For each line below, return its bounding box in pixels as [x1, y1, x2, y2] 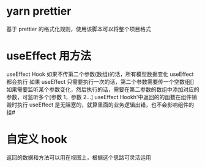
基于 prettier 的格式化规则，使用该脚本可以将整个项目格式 [6, 25, 151, 32]
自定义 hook [6, 133, 67, 146]
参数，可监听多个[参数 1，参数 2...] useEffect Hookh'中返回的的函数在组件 [6, 93, 192, 100]
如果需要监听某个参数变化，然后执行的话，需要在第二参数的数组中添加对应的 [6, 86, 199, 93]
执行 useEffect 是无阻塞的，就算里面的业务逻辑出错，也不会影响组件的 [17, 101, 195, 108]
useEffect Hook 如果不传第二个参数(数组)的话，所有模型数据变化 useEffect [6, 70, 194, 78]
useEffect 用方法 [6, 49, 92, 63]
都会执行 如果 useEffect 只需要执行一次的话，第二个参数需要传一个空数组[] [6, 78, 195, 85]
